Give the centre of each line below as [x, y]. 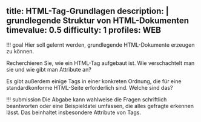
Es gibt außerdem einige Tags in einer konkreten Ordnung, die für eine [94, 81]
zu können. [20, 51]
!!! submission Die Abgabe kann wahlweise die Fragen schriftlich [87, 99]
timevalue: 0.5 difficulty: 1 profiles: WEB [84, 30]
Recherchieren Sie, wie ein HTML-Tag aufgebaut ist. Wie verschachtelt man [100, 63]
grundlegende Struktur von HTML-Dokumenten [98, 21]
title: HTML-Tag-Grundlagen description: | [88, 11]
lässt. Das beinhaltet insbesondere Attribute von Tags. [74, 112]
